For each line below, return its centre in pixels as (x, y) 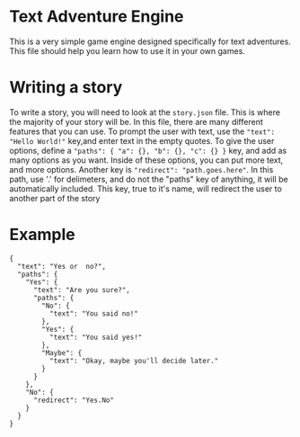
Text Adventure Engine (97, 17)
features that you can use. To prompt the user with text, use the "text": (142, 131)
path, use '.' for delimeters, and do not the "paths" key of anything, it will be (149, 179)
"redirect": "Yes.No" (74, 400)
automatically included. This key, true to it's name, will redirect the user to (146, 188)
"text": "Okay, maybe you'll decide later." (134, 361)
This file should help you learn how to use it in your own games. (127, 50)
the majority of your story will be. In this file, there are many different (136, 121)
